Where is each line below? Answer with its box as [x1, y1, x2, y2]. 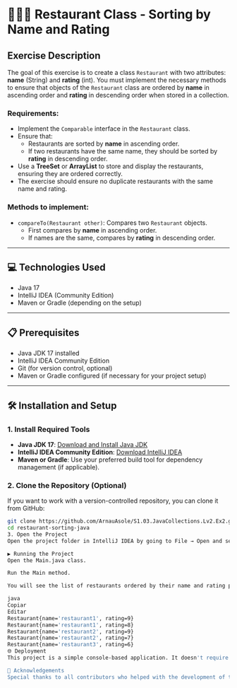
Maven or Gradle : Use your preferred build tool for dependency [17, 455, 203, 464]
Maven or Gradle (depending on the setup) [17, 298, 142, 307]
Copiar [7, 602, 27, 609]
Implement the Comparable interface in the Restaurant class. [17, 124, 190, 133]
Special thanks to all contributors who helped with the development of [7, 673, 226, 681]
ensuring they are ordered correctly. [17, 170, 123, 178]
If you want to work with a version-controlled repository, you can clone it [7, 496, 219, 505]
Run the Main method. [7, 569, 71, 577]
